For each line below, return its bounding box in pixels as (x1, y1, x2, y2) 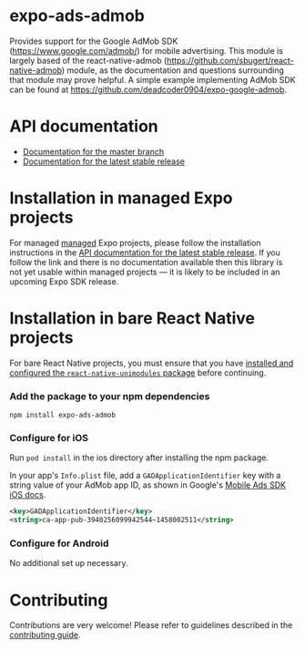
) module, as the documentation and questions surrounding (61, 65, 285, 76)
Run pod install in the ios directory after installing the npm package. (9, 452, 269, 463)
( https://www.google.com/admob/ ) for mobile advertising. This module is (9, 45, 284, 56)
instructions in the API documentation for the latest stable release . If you (9, 247, 280, 258)
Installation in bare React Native (9, 308, 256, 328)
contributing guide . (9, 630, 81, 641)
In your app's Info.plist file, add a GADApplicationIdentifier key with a (9, 470, 281, 481)
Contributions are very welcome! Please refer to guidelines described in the (9, 620, 293, 631)
